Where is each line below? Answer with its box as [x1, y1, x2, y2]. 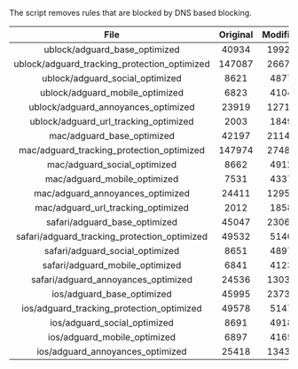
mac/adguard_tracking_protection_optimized [19, 144, 206, 156]
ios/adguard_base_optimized [51, 288, 172, 300]
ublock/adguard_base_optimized [43, 43, 180, 56]
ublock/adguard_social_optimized [42, 73, 182, 84]
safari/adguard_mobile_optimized [42, 259, 182, 271]
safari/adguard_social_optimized [43, 245, 180, 257]
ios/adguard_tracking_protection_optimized [21, 303, 202, 314]
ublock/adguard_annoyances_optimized [28, 101, 195, 113]
